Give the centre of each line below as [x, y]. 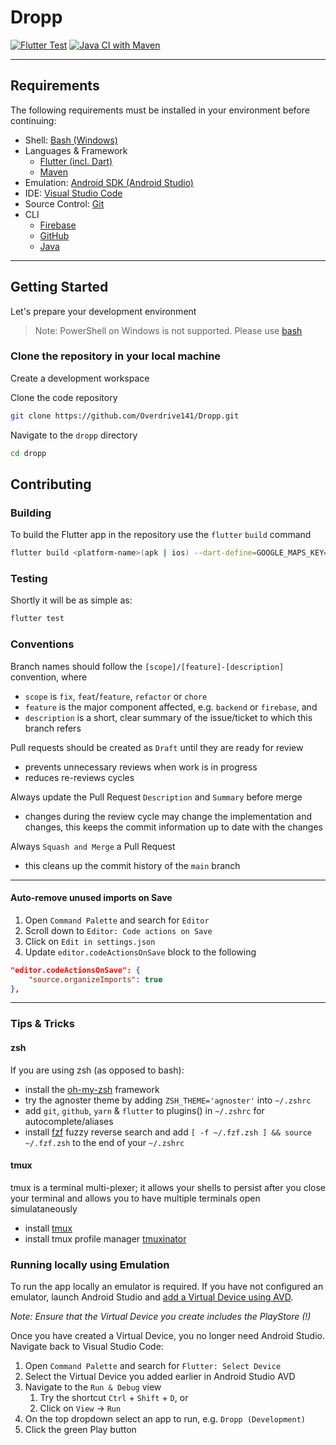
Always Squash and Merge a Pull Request [93, 846]
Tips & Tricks [43, 1024]
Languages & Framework [76, 150]
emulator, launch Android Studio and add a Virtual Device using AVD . [152, 1297]
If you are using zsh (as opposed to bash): [97, 1070]
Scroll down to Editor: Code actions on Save [118, 930]
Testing [29, 579]
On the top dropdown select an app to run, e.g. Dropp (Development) [165, 1419]
